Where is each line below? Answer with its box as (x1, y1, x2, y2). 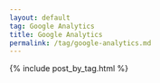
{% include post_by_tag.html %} (9, 63, 129, 74)
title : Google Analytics (9, 30, 103, 39)
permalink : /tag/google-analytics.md (9, 38, 152, 48)
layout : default (9, 13, 71, 23)
